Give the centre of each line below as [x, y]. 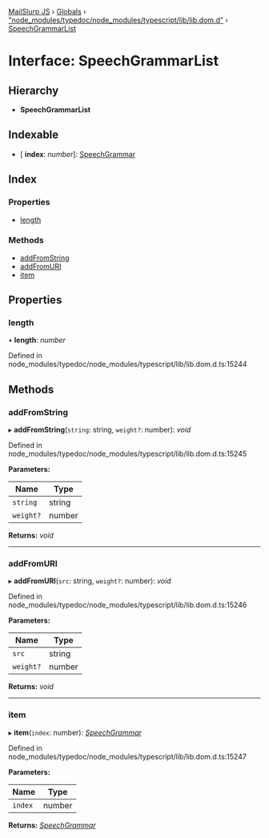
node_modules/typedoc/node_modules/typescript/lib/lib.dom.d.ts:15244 [128, 365]
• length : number [37, 340]
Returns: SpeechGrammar [52, 825]
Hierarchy [34, 90]
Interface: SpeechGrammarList [113, 61]
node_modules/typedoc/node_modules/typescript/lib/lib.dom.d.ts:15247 [127, 756]
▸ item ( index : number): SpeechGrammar [75, 732]
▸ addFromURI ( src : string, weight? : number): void [90, 581]
